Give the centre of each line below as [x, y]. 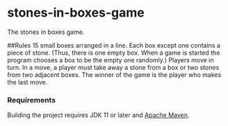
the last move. [27, 82]
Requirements [32, 100]
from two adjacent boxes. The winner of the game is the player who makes [114, 75]
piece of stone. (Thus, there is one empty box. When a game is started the [114, 53]
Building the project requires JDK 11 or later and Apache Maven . [98, 115]
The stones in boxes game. [46, 32]
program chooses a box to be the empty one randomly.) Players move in [111, 60]
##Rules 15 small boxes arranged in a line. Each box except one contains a [114, 45]
